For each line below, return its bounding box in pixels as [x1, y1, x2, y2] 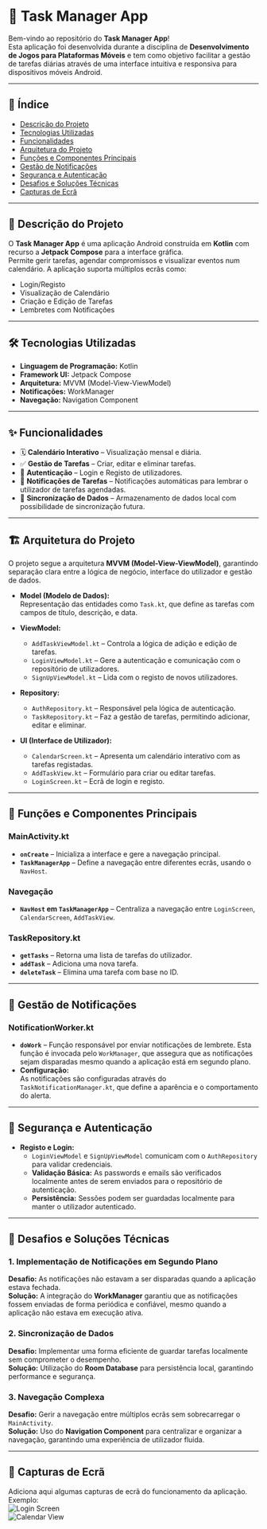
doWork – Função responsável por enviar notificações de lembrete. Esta [19, 1040, 252, 1049]
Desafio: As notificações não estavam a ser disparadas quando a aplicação [8, 1274, 257, 1284]
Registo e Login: [19, 1143, 75, 1152]
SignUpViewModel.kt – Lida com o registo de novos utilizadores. [31, 672, 238, 682]
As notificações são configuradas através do [19, 1073, 167, 1083]
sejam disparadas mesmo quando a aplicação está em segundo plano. [19, 1057, 251, 1066]
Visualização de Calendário [19, 288, 110, 297]
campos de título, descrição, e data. [19, 608, 137, 617]
